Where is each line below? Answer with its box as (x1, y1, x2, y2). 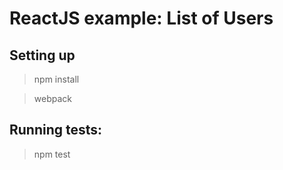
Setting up (9, 47, 76, 64)
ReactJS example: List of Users (9, 7, 274, 30)
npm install (33, 73, 80, 85)
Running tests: (9, 122, 103, 139)
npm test (33, 148, 71, 160)
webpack (33, 93, 72, 104)
